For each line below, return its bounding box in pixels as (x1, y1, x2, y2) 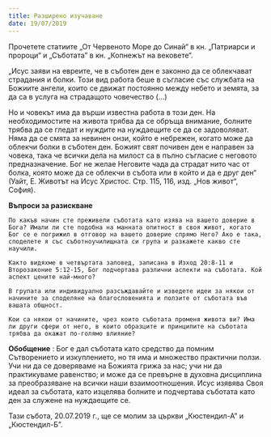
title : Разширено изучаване (8, 11, 104, 20)
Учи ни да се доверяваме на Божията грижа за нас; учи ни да (8, 361, 222, 371)
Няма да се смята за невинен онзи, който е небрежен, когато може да (8, 133, 253, 142)
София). (8, 185, 36, 194)
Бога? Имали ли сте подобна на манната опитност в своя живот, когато (8, 223, 252, 231)
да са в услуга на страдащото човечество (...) (8, 91, 167, 101)
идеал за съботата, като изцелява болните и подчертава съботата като (8, 386, 256, 397)
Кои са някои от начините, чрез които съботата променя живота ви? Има (8, 315, 255, 324)
